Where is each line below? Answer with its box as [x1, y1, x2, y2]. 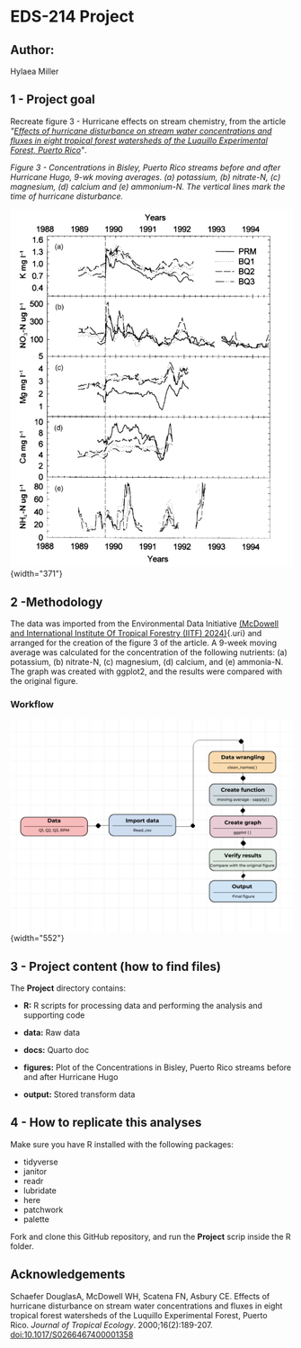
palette [22, 1213, 50, 1225]
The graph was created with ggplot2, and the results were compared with [10, 666, 283, 677]
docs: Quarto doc [22, 1045, 89, 1056]
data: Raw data [22, 1028, 80, 1038]
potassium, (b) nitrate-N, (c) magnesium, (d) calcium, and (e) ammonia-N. [10, 656, 284, 667]
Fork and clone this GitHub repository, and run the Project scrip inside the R [10, 1231, 291, 1242]
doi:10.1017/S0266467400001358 [10, 1329, 134, 1340]
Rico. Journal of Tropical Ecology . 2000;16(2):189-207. [10, 1319, 214, 1330]
